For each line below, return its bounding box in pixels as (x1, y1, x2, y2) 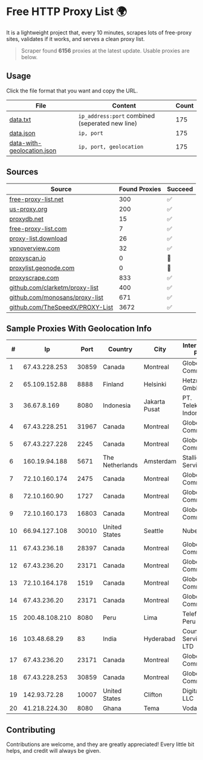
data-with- (9, 138, 42, 147)
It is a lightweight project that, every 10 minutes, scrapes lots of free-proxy (6, 28, 192, 36)
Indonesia (102, 401, 131, 410)
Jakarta (143, 398, 166, 406)
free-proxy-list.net (9, 195, 64, 203)
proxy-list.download (9, 234, 68, 242)
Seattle (143, 527, 164, 535)
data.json (9, 129, 36, 137)
